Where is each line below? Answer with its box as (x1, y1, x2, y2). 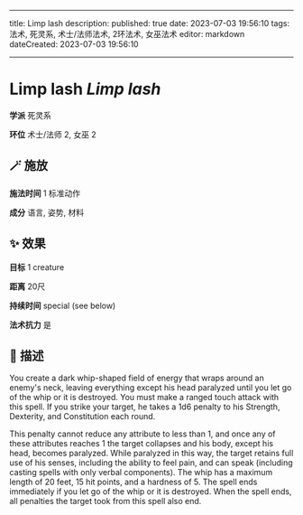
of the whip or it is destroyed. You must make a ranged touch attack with (9, 392, 280, 403)
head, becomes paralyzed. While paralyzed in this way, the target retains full (9, 448, 294, 459)
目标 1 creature (9, 261, 65, 272)
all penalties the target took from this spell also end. (9, 496, 202, 507)
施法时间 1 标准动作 (9, 187, 81, 199)
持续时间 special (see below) (9, 300, 116, 311)
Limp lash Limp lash (9, 79, 161, 99)
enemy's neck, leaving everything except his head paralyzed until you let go (9, 382, 292, 393)
